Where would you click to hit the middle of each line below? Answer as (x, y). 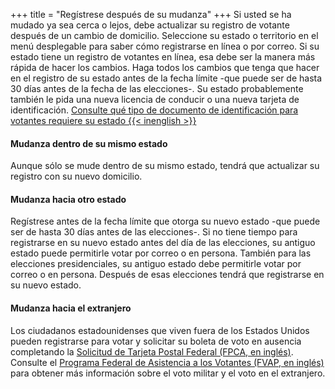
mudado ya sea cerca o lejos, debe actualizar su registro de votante (150, 25)
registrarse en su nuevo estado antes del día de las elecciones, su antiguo (163, 243)
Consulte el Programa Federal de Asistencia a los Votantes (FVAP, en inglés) (167, 362)
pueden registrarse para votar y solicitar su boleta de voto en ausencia (156, 341)
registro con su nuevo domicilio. (76, 176)
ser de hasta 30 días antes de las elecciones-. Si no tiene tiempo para (154, 232)
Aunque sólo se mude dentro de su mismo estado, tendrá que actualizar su (165, 166)
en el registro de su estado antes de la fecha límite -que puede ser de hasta (166, 78)
